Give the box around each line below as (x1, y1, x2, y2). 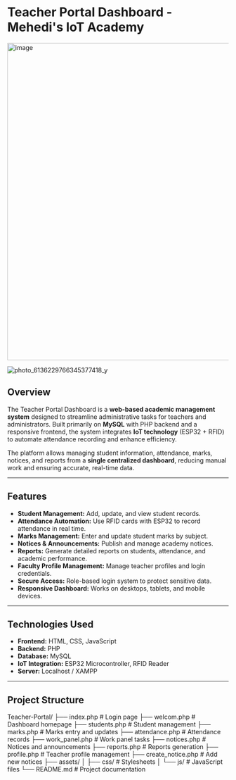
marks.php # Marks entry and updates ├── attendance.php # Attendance (7, 728, 221, 736)
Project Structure (7, 694, 84, 706)
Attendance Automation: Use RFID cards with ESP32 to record (17, 517, 201, 525)
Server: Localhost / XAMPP (17, 667, 98, 676)
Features (7, 491, 47, 503)
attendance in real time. (17, 524, 86, 532)
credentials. (17, 569, 52, 577)
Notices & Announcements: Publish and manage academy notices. (17, 539, 214, 548)
